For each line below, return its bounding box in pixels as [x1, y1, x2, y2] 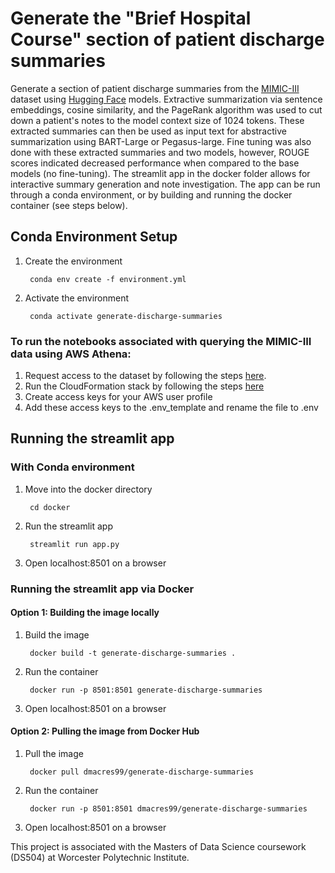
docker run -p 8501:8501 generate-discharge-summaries [29, 685, 263, 695]
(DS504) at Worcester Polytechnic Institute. [10, 852, 190, 864]
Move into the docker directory [24, 483, 153, 495]
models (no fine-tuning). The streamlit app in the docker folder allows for [10, 167, 311, 179]
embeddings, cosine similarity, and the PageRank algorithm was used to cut [10, 103, 323, 116]
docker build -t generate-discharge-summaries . [29, 648, 237, 658]
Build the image [24, 628, 90, 641]
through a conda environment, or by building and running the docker [10, 188, 293, 201]
